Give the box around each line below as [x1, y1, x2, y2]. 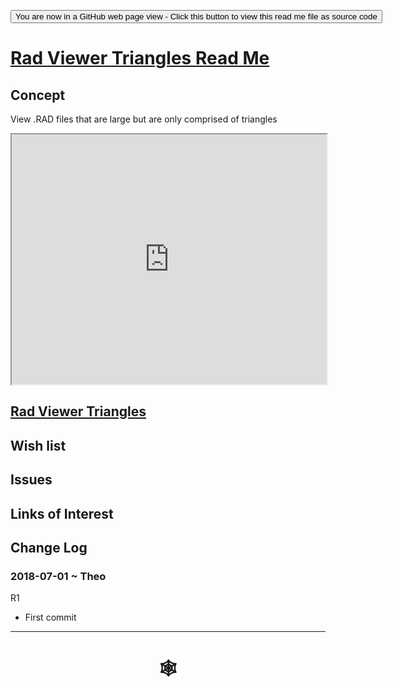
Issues [10, 471, 53, 489]
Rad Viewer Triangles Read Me [10, 47, 270, 70]
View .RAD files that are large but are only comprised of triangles [10, 113, 278, 125]
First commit [24, 611, 77, 624]
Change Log [10, 539, 88, 556]
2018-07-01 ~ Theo [10, 569, 107, 583]
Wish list [10, 437, 67, 454]
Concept [10, 86, 66, 104]
